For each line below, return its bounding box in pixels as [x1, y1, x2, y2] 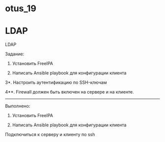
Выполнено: [5, 103, 30, 109]
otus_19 [5, 3, 37, 14]
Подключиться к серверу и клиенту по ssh [5, 132, 95, 138]
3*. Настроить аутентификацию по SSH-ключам [5, 79, 107, 86]
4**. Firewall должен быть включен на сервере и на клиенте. [5, 89, 134, 95]
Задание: [5, 51, 25, 57]
